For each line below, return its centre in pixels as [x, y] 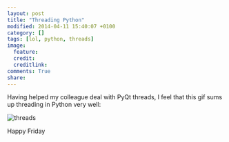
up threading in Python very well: [54, 105]
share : [17, 78]
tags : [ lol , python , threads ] [51, 39]
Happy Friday [26, 131]
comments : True [29, 71]
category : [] [26, 33]
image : [17, 45]
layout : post [26, 13]
